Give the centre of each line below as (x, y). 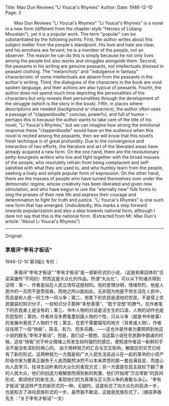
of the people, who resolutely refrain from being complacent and (72, 162)
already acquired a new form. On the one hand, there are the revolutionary (82, 152)
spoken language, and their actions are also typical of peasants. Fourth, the (83, 87)
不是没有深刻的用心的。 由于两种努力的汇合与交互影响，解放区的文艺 (80, 348)
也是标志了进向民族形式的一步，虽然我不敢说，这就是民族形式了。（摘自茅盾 (83, 392)
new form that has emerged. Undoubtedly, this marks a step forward (76, 205)
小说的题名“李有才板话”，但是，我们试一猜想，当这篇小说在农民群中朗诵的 (82, 335)
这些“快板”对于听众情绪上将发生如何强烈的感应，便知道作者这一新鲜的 (87, 342)
